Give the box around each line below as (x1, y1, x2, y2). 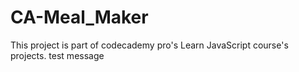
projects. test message (10, 49, 105, 61)
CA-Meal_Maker (10, 6, 149, 29)
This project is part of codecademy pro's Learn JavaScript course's (10, 39, 289, 51)
